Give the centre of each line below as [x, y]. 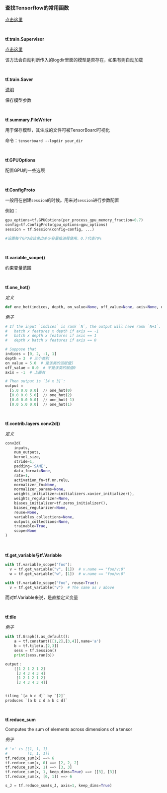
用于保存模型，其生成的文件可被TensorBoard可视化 [58, 130]
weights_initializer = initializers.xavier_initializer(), [74, 494]
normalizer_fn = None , [35, 485]
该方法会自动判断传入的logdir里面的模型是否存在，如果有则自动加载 [74, 60]
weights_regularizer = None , [42, 499]
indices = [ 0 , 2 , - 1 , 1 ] [31, 354]
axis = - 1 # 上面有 [25, 372]
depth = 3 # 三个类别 [27, 359]
